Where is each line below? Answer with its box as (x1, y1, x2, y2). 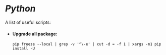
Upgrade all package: (12, 31, 58, 37)
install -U (12, 46, 35, 51)
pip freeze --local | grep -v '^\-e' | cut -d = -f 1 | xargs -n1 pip (12, 42, 162, 47)
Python (5, 3, 36, 14)
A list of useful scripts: (5, 19, 51, 25)
